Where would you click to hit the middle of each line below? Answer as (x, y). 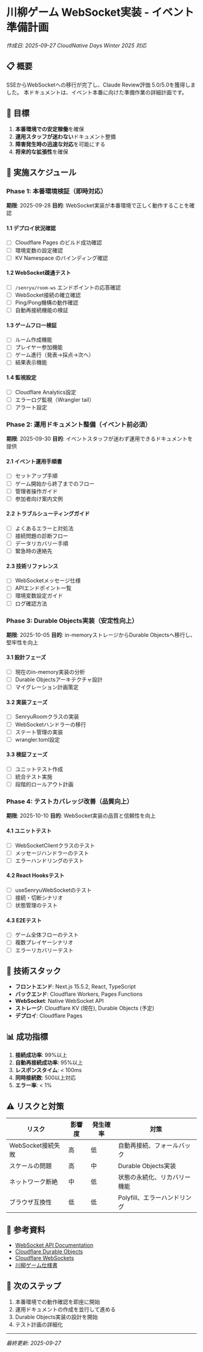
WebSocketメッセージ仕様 (48, 581)
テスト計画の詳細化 (39, 1324)
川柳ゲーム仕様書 (36, 1265)
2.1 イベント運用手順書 (34, 461)
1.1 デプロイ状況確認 (31, 228)
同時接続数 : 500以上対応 (45, 1078)
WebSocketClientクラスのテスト (55, 845)
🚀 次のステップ (34, 1286)
